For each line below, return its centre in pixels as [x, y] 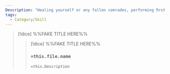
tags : [11, 15]
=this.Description [50, 66]
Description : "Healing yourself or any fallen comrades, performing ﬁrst [86, 10]
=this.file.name [51, 56]
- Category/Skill [28, 19]
